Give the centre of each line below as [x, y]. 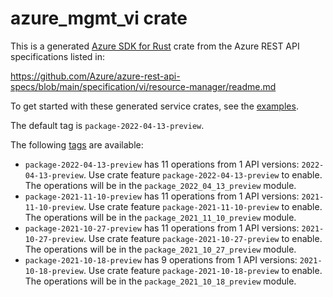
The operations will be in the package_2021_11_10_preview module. [160, 217]
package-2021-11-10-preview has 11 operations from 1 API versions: [162, 196]
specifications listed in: [58, 56]
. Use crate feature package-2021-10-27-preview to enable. [203, 238]
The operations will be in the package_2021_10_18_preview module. [160, 281]
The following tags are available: [77, 144]
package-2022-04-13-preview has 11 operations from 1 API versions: [162, 164]
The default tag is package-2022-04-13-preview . [107, 125]
